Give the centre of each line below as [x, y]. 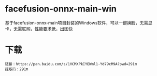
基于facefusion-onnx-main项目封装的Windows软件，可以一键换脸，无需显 [79, 23]
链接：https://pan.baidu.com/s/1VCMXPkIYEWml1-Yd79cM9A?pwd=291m [71, 64]
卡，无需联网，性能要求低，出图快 [39, 29]
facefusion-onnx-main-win [61, 9]
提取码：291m [17, 69]
